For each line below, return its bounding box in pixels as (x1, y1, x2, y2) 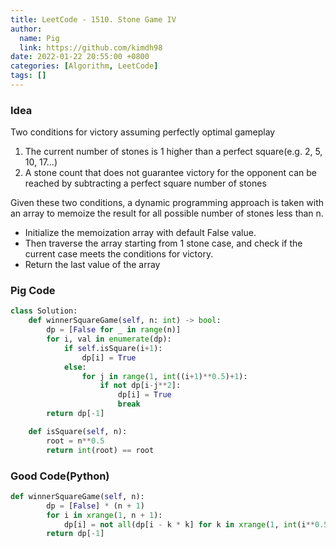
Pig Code (10, 284, 56, 298)
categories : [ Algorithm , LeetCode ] (10, 61, 159, 71)
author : (10, 24, 43, 34)
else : (63, 362, 87, 372)
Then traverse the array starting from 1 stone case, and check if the (24, 237, 303, 250)
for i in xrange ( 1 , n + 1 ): (46, 510, 163, 520)
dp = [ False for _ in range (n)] (46, 325, 182, 335)
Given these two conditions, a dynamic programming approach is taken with (10, 197, 325, 209)
